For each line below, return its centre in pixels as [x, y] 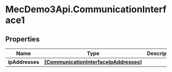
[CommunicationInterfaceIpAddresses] [93, 62]
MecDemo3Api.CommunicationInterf [86, 9]
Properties [23, 39]
